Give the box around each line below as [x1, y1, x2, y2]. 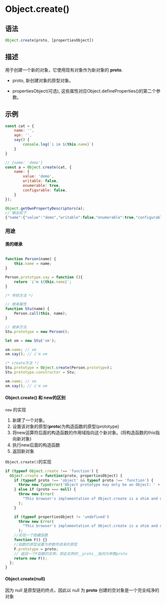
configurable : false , [23, 187, 68, 193]
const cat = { [5, 123, 35, 128]
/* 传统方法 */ [5, 293, 34, 298]
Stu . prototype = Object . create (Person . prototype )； [5, 365, 113, 370]
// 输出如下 [5, 211, 27, 216]
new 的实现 [5, 406, 26, 412]
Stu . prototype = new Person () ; [5, 329, 70, 334]
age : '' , [14, 133, 32, 138]
